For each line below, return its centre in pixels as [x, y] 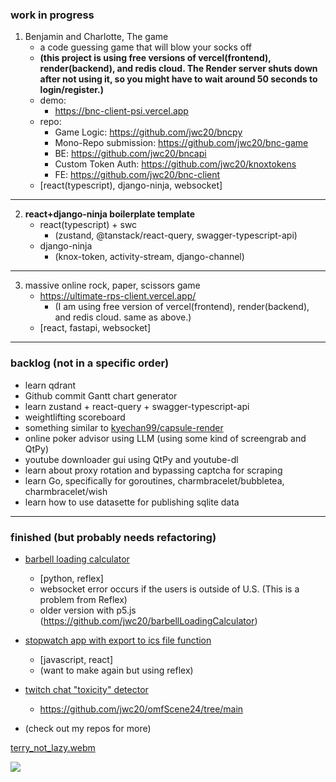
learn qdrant [50, 385]
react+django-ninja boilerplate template [110, 214]
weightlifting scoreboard [75, 417]
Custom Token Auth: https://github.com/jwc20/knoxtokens [175, 164]
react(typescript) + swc [88, 225]
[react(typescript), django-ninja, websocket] [131, 185]
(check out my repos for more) [88, 728]
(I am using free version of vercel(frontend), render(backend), [182, 307]
